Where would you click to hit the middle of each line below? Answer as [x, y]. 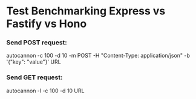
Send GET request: [34, 77]
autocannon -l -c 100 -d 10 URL [45, 91]
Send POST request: [37, 43]
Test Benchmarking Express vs [86, 11]
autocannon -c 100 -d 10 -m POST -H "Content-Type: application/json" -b [98, 56]
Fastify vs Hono [47, 24]
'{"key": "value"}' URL [34, 62]
